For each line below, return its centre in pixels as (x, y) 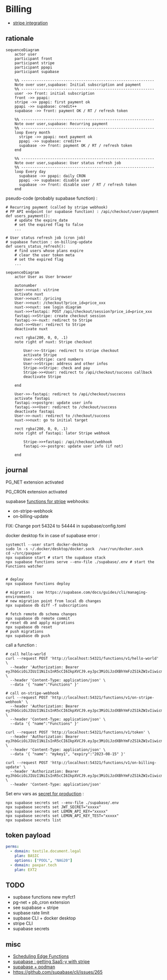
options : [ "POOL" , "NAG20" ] (43, 860)
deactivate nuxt (31, 329)
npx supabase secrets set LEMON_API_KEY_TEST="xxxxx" (62, 816)
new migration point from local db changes (56, 601)
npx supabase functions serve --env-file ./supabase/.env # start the (80, 562)
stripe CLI (23, 923)
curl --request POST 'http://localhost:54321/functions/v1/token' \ (78, 732)
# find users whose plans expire (49, 251)
